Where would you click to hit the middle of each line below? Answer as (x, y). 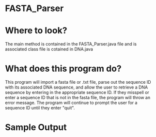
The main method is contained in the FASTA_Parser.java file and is (71, 44)
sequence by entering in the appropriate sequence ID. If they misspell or (77, 92)
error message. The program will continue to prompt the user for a (71, 103)
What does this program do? (63, 69)
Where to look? (36, 31)
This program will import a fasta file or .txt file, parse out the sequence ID (78, 82)
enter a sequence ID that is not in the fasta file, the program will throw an (78, 98)
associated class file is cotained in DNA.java (49, 49)
